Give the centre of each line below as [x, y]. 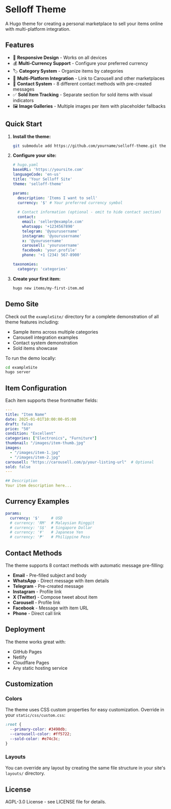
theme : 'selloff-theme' [38, 184]
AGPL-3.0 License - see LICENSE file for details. [56, 801]
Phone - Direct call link [37, 613]
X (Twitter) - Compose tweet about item [55, 597]
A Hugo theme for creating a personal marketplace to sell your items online [84, 24]
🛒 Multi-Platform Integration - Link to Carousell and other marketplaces [89, 78]
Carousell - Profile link [36, 602]
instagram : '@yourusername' [52, 236]
